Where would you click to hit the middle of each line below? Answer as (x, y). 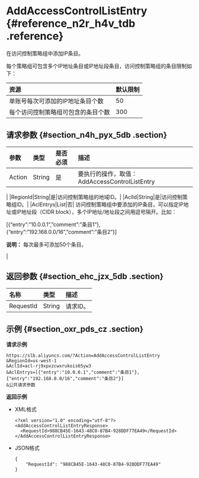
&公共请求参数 (21, 385)
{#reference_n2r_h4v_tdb (71, 23)
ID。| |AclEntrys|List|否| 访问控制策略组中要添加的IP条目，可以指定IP (100, 204)
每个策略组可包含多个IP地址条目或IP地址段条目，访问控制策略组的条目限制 (97, 66)
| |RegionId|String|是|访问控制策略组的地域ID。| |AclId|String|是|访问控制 (94, 197)
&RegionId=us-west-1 (32, 361)
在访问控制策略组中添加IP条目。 (45, 53)
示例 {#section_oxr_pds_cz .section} (75, 329)
